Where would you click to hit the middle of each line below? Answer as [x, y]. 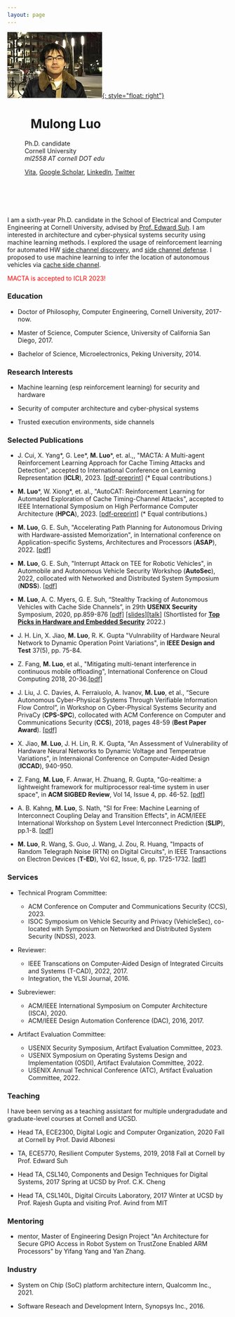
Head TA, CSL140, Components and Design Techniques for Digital [113, 1174]
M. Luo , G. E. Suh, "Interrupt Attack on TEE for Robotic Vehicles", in [115, 564]
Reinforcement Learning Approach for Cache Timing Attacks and [111, 463]
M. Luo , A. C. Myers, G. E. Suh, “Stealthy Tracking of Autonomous [113, 599]
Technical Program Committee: [62, 893]
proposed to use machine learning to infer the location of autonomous [108, 257]
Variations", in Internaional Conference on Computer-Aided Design [114, 758]
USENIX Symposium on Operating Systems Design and [107, 1055]
